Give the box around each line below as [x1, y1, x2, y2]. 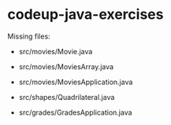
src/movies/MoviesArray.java [18, 61, 114, 72]
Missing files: [7, 31, 50, 41]
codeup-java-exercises [7, 6, 164, 24]
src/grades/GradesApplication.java [18, 108, 132, 117]
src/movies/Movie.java [18, 46, 93, 56]
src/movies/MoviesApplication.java [18, 77, 133, 86]
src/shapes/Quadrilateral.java [18, 92, 115, 101]
